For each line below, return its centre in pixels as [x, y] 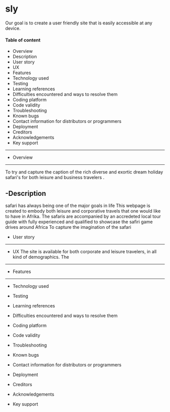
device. [13, 28]
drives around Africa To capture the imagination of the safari [68, 227]
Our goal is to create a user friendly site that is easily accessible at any [79, 23]
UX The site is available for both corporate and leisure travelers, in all [84, 251]
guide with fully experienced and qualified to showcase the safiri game [79, 222]
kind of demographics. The [41, 257]
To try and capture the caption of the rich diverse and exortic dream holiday [84, 172]
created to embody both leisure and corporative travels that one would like [83, 211]
